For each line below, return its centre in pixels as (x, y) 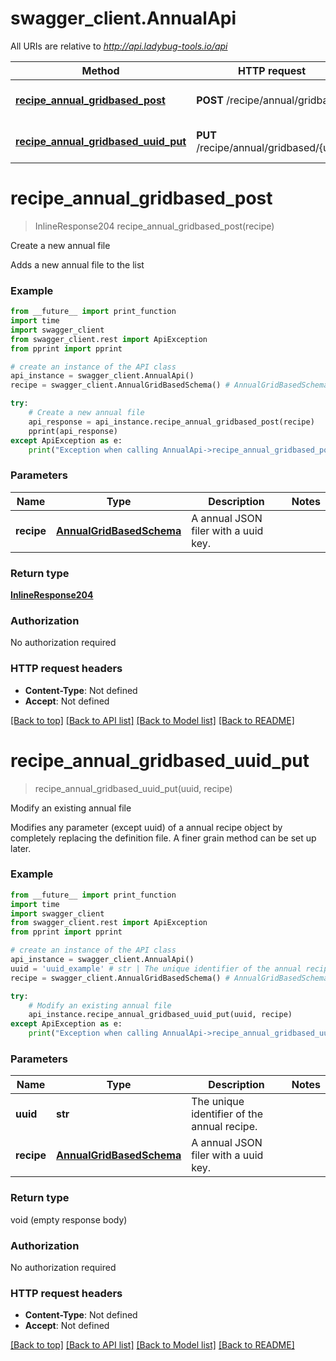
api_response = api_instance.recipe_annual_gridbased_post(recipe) (171, 422)
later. (21, 848)
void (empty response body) (69, 1219)
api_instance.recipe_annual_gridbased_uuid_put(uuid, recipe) (160, 1015)
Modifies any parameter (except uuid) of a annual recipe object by (146, 827)
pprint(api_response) (73, 431)
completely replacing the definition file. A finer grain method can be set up (163, 838)
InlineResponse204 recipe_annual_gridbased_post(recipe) (154, 226)
